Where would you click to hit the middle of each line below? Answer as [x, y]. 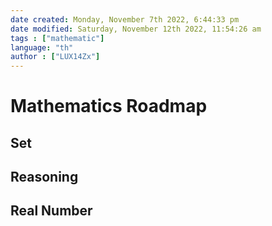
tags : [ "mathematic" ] [57, 38]
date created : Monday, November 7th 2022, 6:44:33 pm [125, 19]
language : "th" [42, 47]
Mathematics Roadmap [109, 106]
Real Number [51, 211]
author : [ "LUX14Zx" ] [55, 57]
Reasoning [44, 177]
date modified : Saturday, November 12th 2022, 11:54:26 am [136, 29]
